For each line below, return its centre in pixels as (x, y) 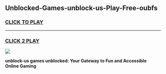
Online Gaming (21, 66)
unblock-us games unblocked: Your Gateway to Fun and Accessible (76, 61)
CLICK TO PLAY (24, 22)
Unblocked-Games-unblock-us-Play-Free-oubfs (82, 8)
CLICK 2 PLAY (22, 40)
